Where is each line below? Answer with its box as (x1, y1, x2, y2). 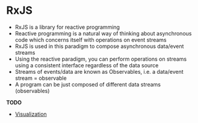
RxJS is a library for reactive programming (14, 23, 120, 31)
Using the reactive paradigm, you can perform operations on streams (14, 55, 187, 62)
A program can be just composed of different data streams (14, 80, 161, 88)
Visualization (14, 110, 47, 118)
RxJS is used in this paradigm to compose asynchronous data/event (14, 43, 184, 50)
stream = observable (14, 74, 67, 82)
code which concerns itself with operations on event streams (14, 36, 167, 43)
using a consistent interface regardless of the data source (14, 61, 159, 69)
